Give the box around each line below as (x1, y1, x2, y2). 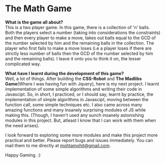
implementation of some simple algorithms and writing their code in (5, 86, 142, 92)
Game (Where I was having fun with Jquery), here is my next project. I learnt (5, 81, 159, 86)
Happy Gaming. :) (5, 152, 41, 158)
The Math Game (5, 3, 72, 14)
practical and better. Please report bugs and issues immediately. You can (5, 137, 153, 143)
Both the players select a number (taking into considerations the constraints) (5, 29, 161, 35)
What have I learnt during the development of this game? (5, 70, 124, 76)
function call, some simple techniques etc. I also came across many (5, 102, 142, 108)
